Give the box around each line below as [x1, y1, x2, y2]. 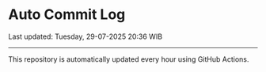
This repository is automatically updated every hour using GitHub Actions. [8, 54, 249, 64]
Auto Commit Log [8, 6, 126, 24]
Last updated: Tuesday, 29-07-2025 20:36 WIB [8, 32, 163, 41]
